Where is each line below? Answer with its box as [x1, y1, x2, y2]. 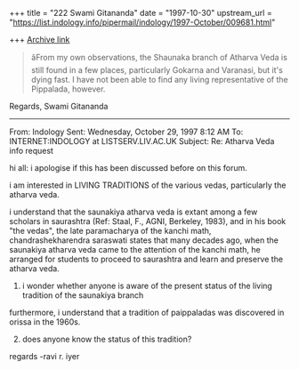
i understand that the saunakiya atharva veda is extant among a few [9, 206, 258, 217]
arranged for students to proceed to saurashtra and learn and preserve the [9, 253, 283, 264]
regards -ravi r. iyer [9, 351, 80, 361]
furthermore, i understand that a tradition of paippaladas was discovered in [9, 307, 285, 318]
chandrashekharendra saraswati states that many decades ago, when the [9, 235, 279, 245]
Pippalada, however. [30, 84, 106, 94]
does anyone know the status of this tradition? [21, 334, 192, 344]
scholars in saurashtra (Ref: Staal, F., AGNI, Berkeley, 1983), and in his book [9, 216, 287, 226]
